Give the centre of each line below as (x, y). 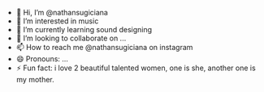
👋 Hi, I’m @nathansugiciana (62, 13)
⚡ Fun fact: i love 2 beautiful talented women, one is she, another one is (136, 68)
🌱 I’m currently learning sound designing (84, 29)
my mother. (35, 79)
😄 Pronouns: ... (42, 59)
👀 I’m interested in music (57, 21)
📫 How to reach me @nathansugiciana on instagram (104, 47)
